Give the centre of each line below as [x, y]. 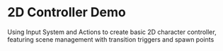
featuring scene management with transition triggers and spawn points [111, 39]
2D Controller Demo [67, 12]
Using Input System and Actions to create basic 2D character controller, [112, 32]
